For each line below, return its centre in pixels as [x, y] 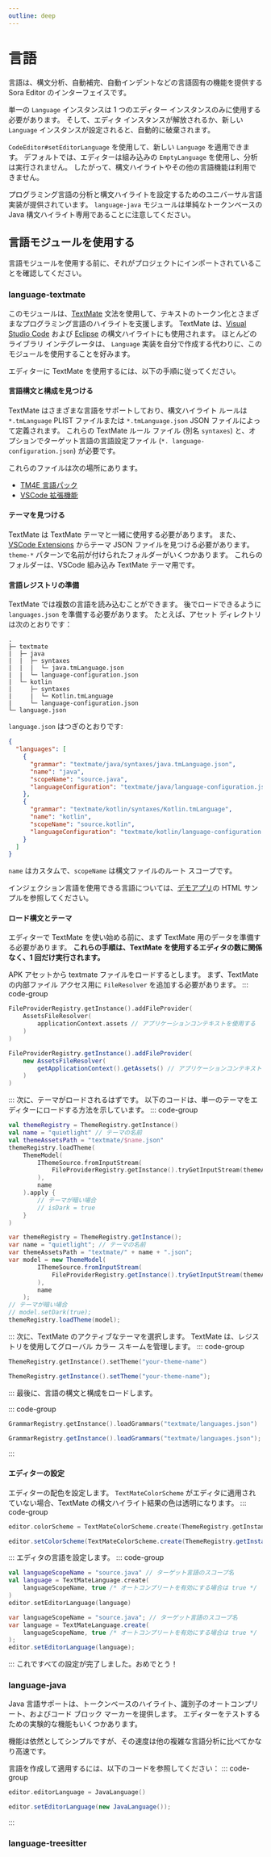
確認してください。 [54, 273]
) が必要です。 [96, 451]
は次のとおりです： [40, 625]
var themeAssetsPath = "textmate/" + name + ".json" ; [101, 1252]
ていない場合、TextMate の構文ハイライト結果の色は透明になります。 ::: [127, 1503]
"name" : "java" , [57, 772]
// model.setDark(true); [50, 1313]
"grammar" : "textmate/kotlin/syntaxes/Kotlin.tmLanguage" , [131, 809]
